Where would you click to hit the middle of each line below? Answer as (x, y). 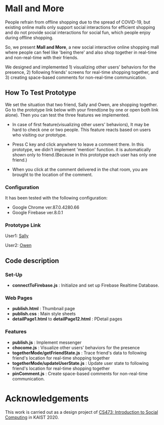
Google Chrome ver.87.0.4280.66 (46, 207)
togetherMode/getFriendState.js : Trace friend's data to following (79, 353)
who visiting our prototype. (39, 134)
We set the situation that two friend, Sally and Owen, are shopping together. (82, 104)
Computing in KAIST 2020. (32, 417)
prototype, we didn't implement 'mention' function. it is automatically (82, 149)
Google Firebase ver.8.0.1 (37, 213)
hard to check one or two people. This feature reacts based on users (81, 130)
